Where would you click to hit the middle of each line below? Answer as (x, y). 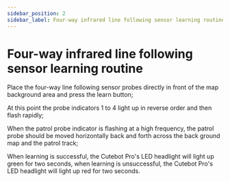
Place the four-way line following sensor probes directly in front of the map (113, 87)
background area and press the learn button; (70, 95)
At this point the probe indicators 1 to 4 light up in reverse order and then (110, 108)
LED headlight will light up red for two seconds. (74, 171)
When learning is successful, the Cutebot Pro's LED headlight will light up (111, 157)
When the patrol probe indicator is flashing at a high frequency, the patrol (111, 128)
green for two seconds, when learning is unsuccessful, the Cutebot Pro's (110, 164)
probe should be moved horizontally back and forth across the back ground (114, 136)
